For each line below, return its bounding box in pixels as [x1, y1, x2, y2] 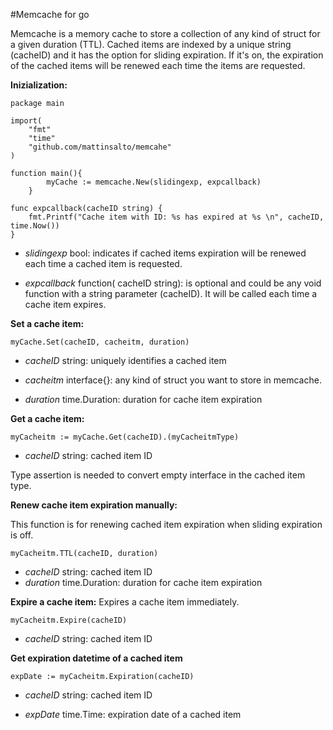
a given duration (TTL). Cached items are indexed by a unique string [10, 39, 292, 50]
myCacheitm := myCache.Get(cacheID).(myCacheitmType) [10, 432, 240, 442]
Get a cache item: [10, 413, 85, 424]
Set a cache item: [10, 318, 85, 329]
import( [10, 116, 43, 126]
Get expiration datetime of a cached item [10, 652, 183, 664]
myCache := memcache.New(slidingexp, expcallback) [46, 177, 262, 187]
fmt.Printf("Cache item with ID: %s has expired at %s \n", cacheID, [28, 212, 325, 222]
